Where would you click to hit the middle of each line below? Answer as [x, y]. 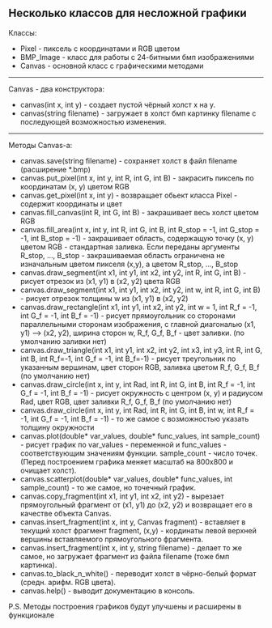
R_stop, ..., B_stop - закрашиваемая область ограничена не [122, 255]
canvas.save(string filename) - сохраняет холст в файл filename [128, 160]
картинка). [38, 565]
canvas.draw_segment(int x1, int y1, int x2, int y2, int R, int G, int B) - [133, 272]
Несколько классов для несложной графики [127, 13]
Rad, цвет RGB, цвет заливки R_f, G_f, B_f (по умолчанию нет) [126, 401]
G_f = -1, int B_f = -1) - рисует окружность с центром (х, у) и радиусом [141, 392]
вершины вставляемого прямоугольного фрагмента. [112, 539]
